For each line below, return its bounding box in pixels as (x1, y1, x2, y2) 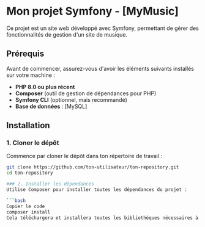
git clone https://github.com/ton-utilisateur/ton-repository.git (6, 164, 179, 170)
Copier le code (6, 203, 45, 209)
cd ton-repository (6, 170, 53, 176)
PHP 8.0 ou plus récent (15, 83, 75, 90)
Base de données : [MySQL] (15, 103, 88, 110)
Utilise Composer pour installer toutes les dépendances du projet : (6, 187, 188, 193)
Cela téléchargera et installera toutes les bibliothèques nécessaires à (6, 215, 199, 221)
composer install (6, 209, 51, 215)
